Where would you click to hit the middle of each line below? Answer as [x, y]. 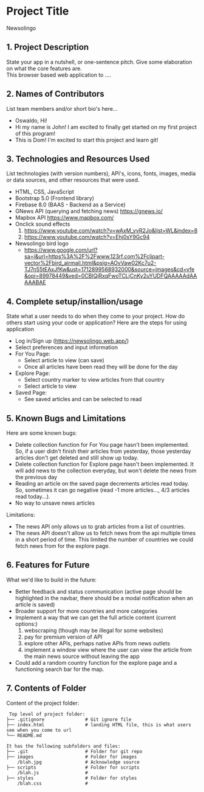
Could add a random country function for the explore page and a [96, 662]
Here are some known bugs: [42, 433]
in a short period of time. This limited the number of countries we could [104, 539]
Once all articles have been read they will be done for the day [101, 367]
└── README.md [24, 735]
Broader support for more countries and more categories [86, 611]
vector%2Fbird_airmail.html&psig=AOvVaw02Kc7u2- [90, 263]
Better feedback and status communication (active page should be [98, 591]
